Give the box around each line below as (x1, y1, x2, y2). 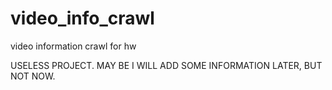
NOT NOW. (10, 70, 56, 82)
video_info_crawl (10, 7, 155, 30)
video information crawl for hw (10, 40, 137, 52)
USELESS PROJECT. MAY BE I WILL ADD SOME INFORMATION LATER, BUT (10, 59, 323, 71)
